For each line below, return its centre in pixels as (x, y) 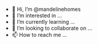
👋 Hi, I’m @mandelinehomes (46, 9)
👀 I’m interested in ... (37, 15)
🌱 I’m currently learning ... (43, 22)
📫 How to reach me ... (39, 35)
